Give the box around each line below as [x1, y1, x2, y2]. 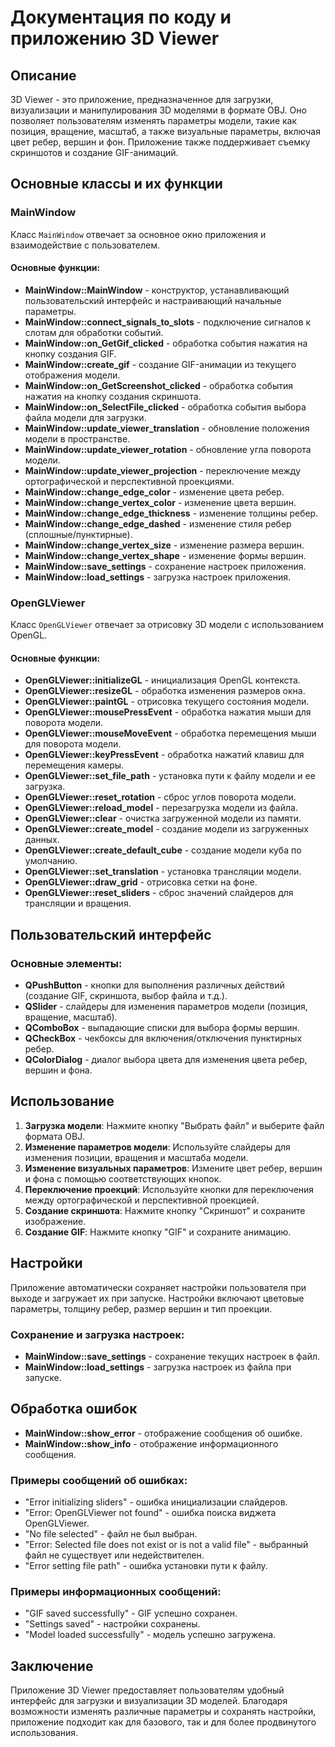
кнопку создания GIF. [24, 347, 117, 360]
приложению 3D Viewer [10, 27, 220, 50]
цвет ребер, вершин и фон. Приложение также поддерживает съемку [10, 136, 311, 148]
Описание [10, 67, 77, 84]
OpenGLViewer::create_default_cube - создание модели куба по [24, 844, 302, 856]
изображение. [24, 1215, 87, 1227]
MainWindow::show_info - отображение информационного [24, 1437, 279, 1450]
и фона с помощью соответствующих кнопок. [24, 1172, 222, 1185]
